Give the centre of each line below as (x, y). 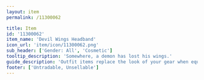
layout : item (23, 12)
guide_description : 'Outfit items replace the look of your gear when (97, 62)
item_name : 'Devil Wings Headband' (51, 40)
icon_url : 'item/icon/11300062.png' (53, 45)
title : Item (21, 28)
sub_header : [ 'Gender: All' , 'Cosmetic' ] (59, 51)
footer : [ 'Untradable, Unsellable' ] (53, 67)
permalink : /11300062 (34, 17)
